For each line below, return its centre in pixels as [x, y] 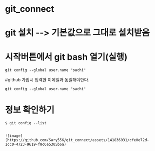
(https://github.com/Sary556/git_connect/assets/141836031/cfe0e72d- [77, 140]
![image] [14, 136]
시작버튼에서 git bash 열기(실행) [66, 57]
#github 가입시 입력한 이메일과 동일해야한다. [47, 80]
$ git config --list [26, 123]
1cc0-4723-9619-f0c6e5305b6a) [36, 145]
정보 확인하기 [30, 110]
